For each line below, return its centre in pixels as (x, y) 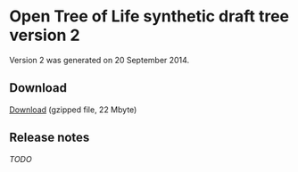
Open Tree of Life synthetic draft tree (149, 16)
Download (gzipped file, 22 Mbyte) (73, 110)
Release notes (50, 138)
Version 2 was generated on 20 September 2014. (99, 60)
